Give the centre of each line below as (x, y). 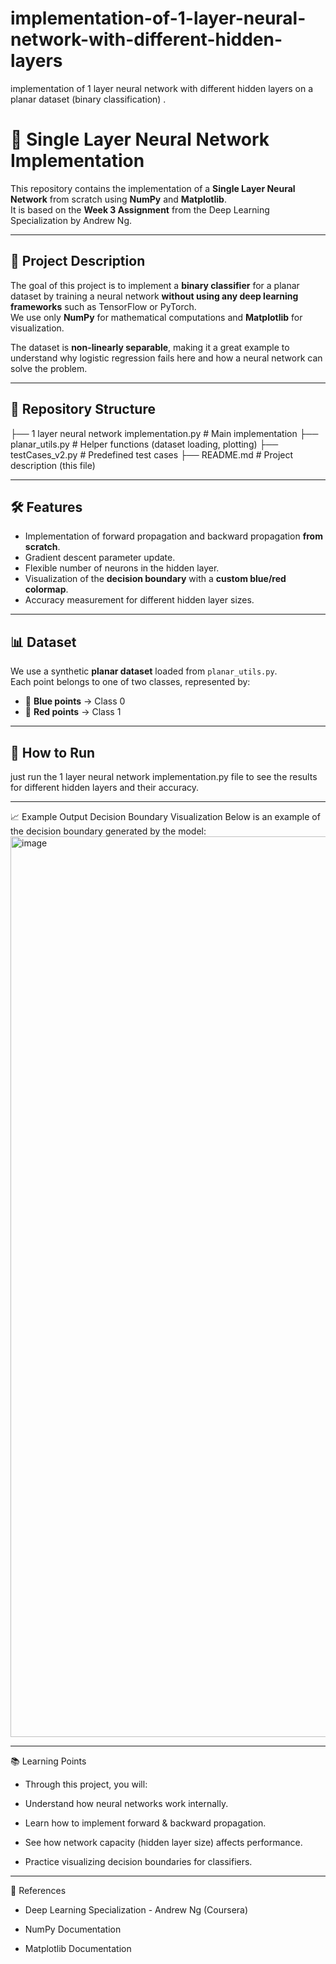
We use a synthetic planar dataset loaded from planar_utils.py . (144, 671)
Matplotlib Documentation (78, 1948)
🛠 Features (46, 507)
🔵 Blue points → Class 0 (75, 701)
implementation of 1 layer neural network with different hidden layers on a (162, 88)
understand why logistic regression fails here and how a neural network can (166, 358)
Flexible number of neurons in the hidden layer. (122, 568)
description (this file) (53, 465)
